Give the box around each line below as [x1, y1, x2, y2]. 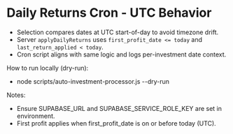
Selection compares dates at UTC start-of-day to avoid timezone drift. [16, 28, 219, 36]
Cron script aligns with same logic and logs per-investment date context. [16, 50, 227, 59]
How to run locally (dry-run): [6, 64, 89, 72]
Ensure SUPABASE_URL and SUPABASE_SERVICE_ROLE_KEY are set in [16, 104, 222, 112]
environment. [16, 112, 55, 120]
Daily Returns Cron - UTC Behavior [6, 5, 212, 21]
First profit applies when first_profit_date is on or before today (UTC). [16, 119, 216, 127]
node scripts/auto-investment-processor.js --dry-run [16, 77, 169, 85]
